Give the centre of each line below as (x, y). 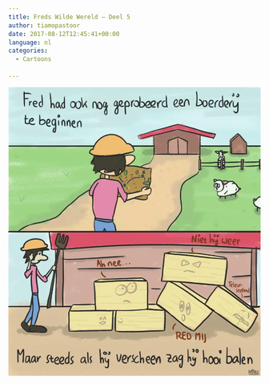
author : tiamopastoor (44, 25)
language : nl (30, 42)
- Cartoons (34, 59)
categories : (28, 51)
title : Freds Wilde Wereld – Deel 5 (69, 17)
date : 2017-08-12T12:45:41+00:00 (64, 34)
